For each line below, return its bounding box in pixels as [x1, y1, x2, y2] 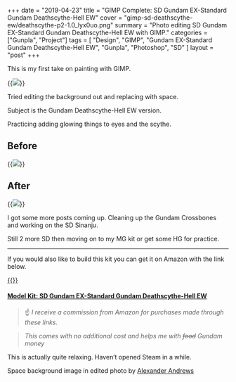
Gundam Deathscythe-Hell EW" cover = [7, 13, 123, 22]
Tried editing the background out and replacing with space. [7, 93, 179, 101]
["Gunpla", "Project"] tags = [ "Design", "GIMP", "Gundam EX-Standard [7, 36, 213, 44]
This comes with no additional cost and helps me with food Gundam [24, 331, 223, 340]
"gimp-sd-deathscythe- [124, 13, 193, 22]
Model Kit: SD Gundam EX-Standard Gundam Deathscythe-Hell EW [7, 292, 207, 300]
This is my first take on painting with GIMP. [7, 65, 131, 72]
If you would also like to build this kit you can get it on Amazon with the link [7, 255, 225, 263]
